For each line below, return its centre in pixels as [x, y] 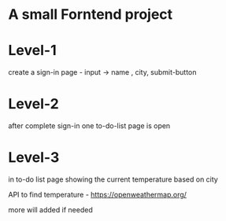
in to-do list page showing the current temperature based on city [113, 179]
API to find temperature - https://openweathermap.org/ [98, 195]
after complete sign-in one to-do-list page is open [89, 126]
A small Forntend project [91, 15]
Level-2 [33, 104]
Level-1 [32, 51]
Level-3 [34, 158]
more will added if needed [50, 210]
